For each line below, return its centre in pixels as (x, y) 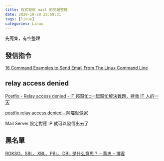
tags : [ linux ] (20, 19)
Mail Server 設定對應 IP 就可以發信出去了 (47, 123)
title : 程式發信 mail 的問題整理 (37, 10)
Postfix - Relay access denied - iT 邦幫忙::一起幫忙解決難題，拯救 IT (75, 96)
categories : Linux (24, 24)
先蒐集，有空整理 (23, 38)
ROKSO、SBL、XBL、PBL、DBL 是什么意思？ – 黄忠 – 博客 (65, 153)
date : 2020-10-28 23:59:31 (33, 14)
